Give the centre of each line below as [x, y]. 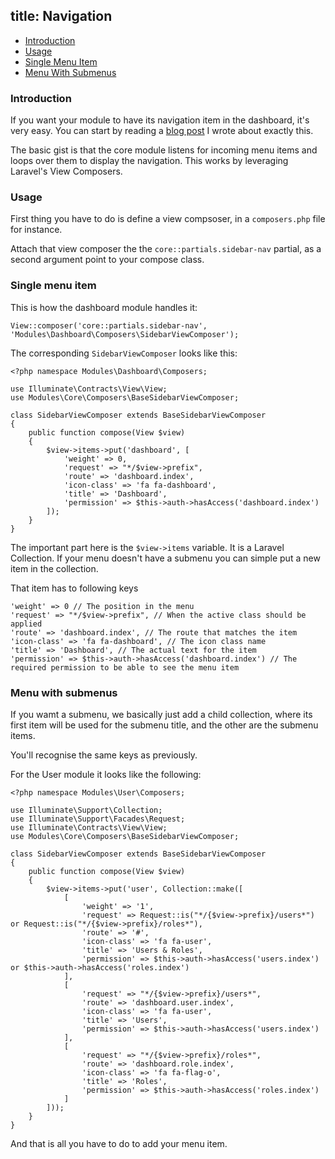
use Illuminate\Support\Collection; [86, 810]
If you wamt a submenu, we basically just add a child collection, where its [161, 714]
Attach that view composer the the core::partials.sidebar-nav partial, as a [166, 249]
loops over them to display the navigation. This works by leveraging [149, 161]
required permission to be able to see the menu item [125, 667]
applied [26, 624]
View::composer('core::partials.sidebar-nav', [109, 325]
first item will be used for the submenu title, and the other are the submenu [164, 725]
